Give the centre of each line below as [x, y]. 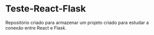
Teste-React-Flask [46, 9]
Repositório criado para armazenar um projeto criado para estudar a [77, 22]
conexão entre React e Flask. [36, 27]
